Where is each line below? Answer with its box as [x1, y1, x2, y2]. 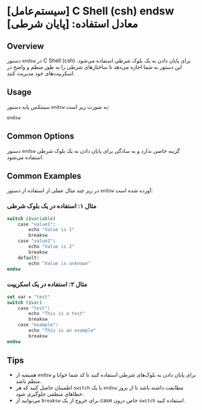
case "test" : [17, 305, 51, 311]
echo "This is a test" [28, 311, 86, 317]
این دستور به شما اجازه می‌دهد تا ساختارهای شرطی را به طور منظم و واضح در [7, 63, 183, 70]
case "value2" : [17, 238, 56, 244]
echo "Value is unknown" [28, 260, 91, 266]
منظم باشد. [15, 377, 42, 385]
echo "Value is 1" [28, 227, 75, 233]
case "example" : [17, 322, 59, 328]
